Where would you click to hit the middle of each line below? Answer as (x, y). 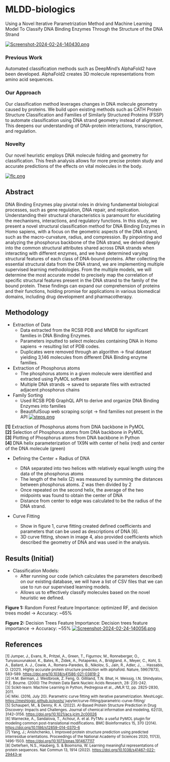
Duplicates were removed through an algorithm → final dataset (86, 352)
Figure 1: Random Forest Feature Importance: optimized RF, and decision (81, 608)
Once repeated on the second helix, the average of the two (82, 490)
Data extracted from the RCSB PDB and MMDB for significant (84, 330)
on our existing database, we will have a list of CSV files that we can (91, 582)
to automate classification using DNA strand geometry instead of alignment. (84, 120)
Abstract (20, 192)
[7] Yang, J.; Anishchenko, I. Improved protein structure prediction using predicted (77, 732)
